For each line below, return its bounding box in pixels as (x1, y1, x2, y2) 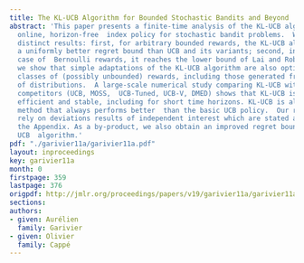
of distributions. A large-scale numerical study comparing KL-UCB (17, 80, 281, 89)
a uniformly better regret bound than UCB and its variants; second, (17, 47, 285, 56)
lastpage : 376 (9, 182, 63, 191)
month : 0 (9, 164, 43, 174)
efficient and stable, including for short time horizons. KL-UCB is (17, 97, 285, 107)
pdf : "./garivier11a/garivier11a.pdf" (9, 139, 156, 148)
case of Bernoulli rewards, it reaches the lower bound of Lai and (17, 55, 281, 64)
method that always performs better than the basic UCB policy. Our (17, 106, 290, 115)
